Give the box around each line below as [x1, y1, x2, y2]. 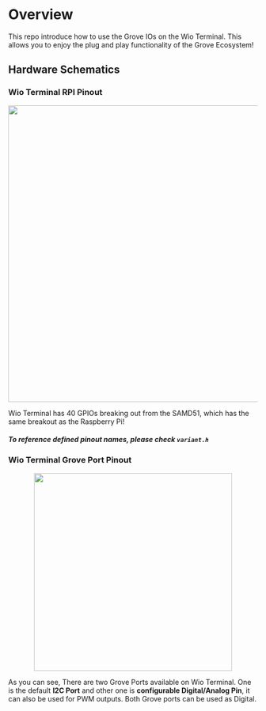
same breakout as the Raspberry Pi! [8, 417, 125, 426]
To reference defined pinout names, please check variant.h [8, 435, 209, 444]
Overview [8, 6, 74, 24]
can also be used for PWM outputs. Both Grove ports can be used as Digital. [8, 694, 257, 703]
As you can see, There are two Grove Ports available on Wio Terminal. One [8, 677, 252, 686]
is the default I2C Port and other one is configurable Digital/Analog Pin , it [8, 686, 251, 695]
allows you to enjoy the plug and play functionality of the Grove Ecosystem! [8, 40, 254, 49]
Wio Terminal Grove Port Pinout [8, 455, 132, 466]
